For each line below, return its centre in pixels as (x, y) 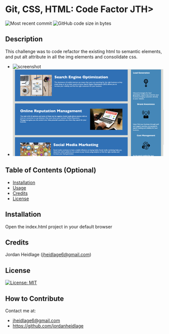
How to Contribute (35, 298)
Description (24, 39)
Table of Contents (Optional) (51, 170)
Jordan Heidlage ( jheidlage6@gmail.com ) (48, 255)
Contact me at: (21, 311)
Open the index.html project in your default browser (59, 226)
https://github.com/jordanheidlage (48, 326)
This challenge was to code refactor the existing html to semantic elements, (83, 51)
